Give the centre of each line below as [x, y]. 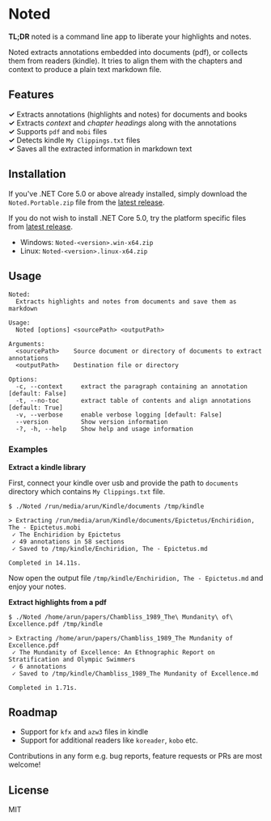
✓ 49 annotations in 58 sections [68, 542]
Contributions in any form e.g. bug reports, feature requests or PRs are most [135, 756]
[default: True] [36, 408]
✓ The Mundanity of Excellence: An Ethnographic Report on [114, 652]
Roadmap [33, 713]
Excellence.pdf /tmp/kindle [56, 624]
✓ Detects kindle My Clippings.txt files [74, 140]
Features [31, 95]
